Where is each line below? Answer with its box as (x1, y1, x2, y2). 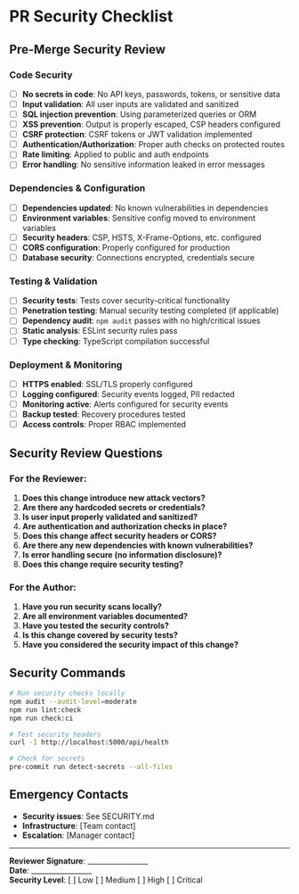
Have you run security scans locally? (21, 601, 163, 612)
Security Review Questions (9, 445, 163, 460)
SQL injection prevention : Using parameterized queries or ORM (21, 109, 257, 120)
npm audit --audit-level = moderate (9, 697, 138, 706)
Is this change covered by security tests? (21, 630, 178, 641)
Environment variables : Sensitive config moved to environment (21, 212, 256, 223)
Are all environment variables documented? (21, 611, 189, 622)
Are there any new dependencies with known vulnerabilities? (21, 540, 254, 550)
